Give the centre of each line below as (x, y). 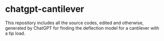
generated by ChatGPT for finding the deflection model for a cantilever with (82, 28)
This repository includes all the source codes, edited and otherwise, (74, 23)
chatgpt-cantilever (45, 9)
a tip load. (15, 33)
